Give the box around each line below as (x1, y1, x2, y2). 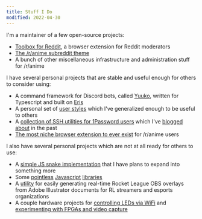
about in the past (14, 124, 57, 131)
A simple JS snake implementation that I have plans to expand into (14, 160, 180, 168)
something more (14, 167, 56, 174)
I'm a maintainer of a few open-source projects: (6, 31, 125, 38)
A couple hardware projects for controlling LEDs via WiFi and (14, 199, 167, 206)
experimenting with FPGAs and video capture (14, 205, 128, 212)
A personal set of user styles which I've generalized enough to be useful (14, 105, 195, 112)
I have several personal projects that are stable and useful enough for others (6, 74, 197, 81)
